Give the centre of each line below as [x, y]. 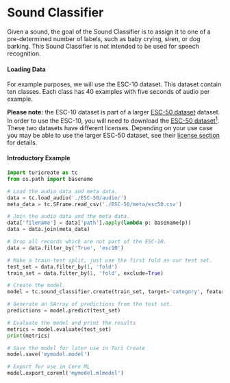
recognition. [24, 53]
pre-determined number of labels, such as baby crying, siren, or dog [104, 38]
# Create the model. [37, 286]
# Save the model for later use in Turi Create [76, 348]
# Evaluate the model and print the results [72, 323]
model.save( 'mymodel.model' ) [49, 354]
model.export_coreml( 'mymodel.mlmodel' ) [66, 373]
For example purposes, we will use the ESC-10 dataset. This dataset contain [114, 84]
